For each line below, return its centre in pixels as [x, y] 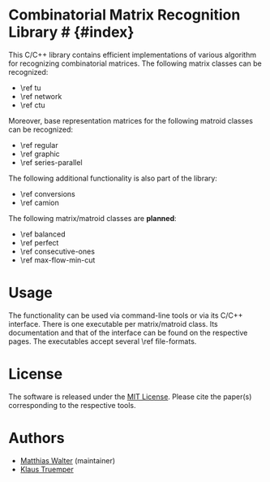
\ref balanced [43, 234]
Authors [36, 438]
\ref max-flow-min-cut [58, 260]
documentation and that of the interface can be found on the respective [128, 332]
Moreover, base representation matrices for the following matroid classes [131, 120]
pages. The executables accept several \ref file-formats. [103, 341]
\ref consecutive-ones [58, 251]
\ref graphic [40, 154]
